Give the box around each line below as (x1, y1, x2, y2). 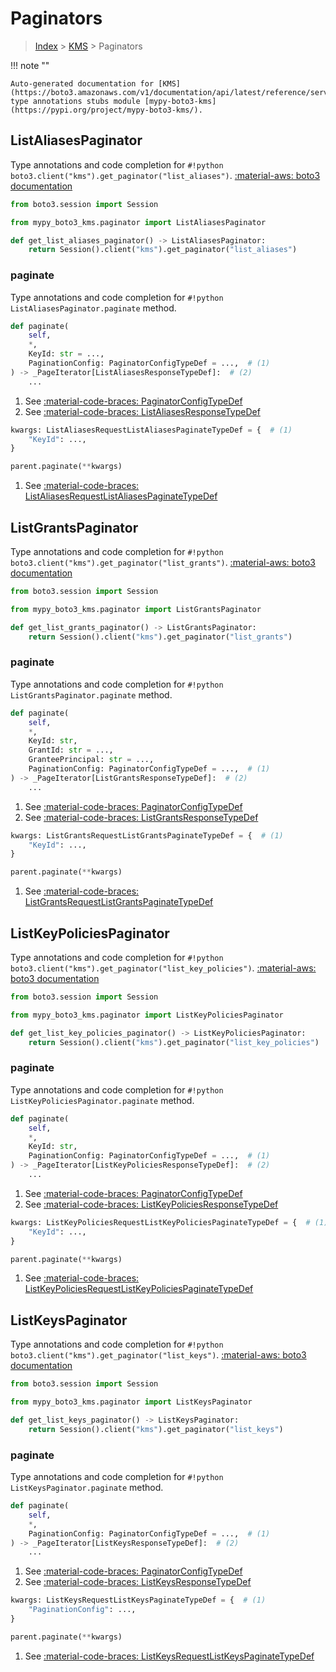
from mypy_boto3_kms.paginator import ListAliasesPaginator (10, 217, 267, 227)
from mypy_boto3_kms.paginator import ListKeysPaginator (10, 1397, 253, 1407)
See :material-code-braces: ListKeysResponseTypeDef (24, 1576, 252, 1588)
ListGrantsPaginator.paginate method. (10, 688, 173, 701)
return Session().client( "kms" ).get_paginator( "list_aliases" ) (28, 245, 298, 255)
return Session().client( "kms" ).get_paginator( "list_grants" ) (28, 632, 293, 642)
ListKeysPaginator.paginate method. (10, 1482, 164, 1493)
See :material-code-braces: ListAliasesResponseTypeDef (24, 405, 261, 417)
